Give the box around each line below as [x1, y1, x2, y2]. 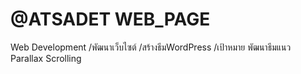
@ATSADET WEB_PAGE [10, 8, 211, 31]
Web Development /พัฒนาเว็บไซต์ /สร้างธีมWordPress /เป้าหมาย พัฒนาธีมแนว [10, 41, 292, 53]
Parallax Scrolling [10, 52, 82, 64]
